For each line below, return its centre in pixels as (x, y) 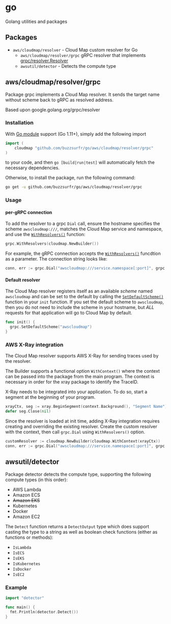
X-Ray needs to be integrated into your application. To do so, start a (76, 392)
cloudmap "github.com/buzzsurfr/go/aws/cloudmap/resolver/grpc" (84, 148)
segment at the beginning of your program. (50, 397)
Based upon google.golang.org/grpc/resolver (53, 110)
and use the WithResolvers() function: (45, 235)
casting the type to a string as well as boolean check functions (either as (81, 532)
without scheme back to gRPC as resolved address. (59, 100)
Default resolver (23, 280)
